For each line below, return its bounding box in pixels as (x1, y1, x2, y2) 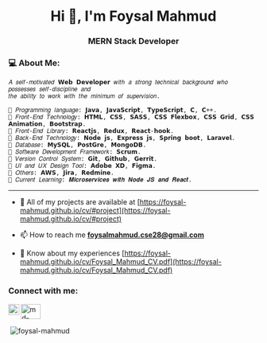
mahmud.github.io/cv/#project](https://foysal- (19, 206, 171, 216)
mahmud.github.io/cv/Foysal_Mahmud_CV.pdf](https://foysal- (19, 257, 222, 267)
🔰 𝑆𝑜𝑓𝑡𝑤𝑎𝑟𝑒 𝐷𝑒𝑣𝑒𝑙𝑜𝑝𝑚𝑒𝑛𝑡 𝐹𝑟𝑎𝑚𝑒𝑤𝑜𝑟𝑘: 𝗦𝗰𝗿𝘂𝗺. (8, 148, 141, 156)
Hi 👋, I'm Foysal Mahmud (50, 7, 217, 25)
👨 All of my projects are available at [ (19, 197, 141, 207)
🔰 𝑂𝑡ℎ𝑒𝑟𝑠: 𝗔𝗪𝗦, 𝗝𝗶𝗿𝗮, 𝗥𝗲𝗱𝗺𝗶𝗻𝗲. (8, 169, 114, 177)
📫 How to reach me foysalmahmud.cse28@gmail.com (19, 230, 204, 240)
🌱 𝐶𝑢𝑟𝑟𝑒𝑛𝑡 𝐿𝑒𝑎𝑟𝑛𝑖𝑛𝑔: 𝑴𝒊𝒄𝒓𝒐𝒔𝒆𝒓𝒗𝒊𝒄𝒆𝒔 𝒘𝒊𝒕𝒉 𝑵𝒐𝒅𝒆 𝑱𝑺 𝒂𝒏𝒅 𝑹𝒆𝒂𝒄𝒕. (8, 176, 192, 184)
